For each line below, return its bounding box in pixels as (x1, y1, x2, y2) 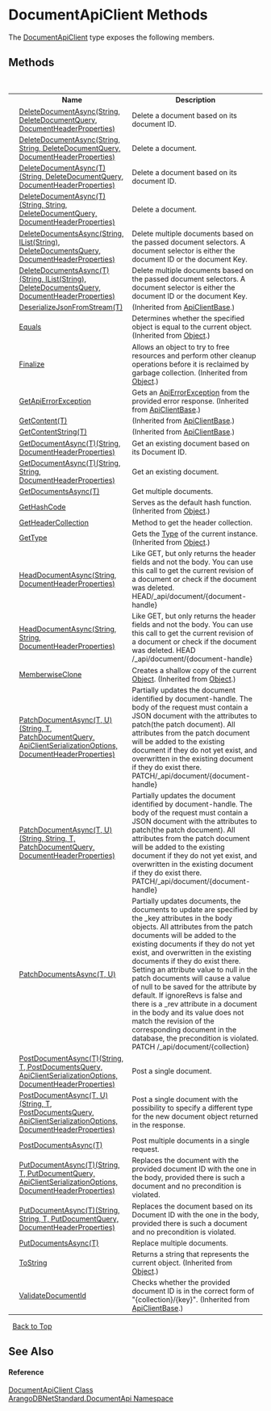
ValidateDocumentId (19, 1290, 87, 1300)
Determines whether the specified (131, 313, 245, 324)
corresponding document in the (131, 1025, 237, 1035)
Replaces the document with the (131, 1156, 240, 1166)
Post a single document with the (131, 1095, 239, 1104)
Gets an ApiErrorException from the (131, 387, 250, 397)
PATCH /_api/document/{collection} (131, 1042, 250, 1052)
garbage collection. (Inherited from (131, 367, 248, 377)
